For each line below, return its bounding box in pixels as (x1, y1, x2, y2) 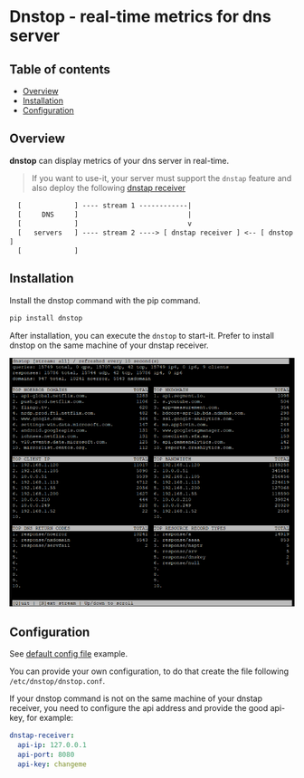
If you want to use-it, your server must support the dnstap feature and (31, 172, 292, 183)
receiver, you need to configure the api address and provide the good (9, 702, 269, 713)
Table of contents (9, 62, 110, 77)
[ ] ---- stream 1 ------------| (17, 201, 193, 210)
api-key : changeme (17, 759, 88, 769)
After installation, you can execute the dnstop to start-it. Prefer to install (9, 330, 274, 341)
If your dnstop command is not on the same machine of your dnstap (9, 693, 263, 704)
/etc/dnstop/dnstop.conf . (9, 675, 106, 686)
